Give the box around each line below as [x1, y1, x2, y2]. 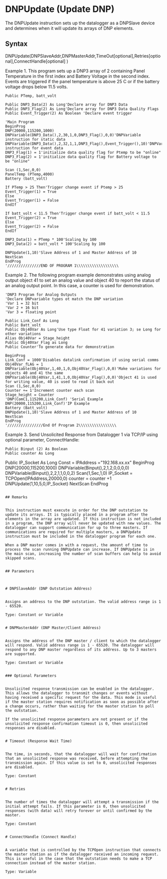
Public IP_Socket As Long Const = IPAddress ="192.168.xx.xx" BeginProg [5, 459, 155, 465]
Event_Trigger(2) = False [5, 224, 59, 229]
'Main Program [5, 119, 35, 124]
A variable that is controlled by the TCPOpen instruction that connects [5, 847, 162, 852]
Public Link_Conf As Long [5, 318, 59, 323]
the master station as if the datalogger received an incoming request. [5, 852, 159, 857]
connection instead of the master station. [5, 860, 97, 866]
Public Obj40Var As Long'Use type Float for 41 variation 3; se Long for [5, 327, 162, 332]
